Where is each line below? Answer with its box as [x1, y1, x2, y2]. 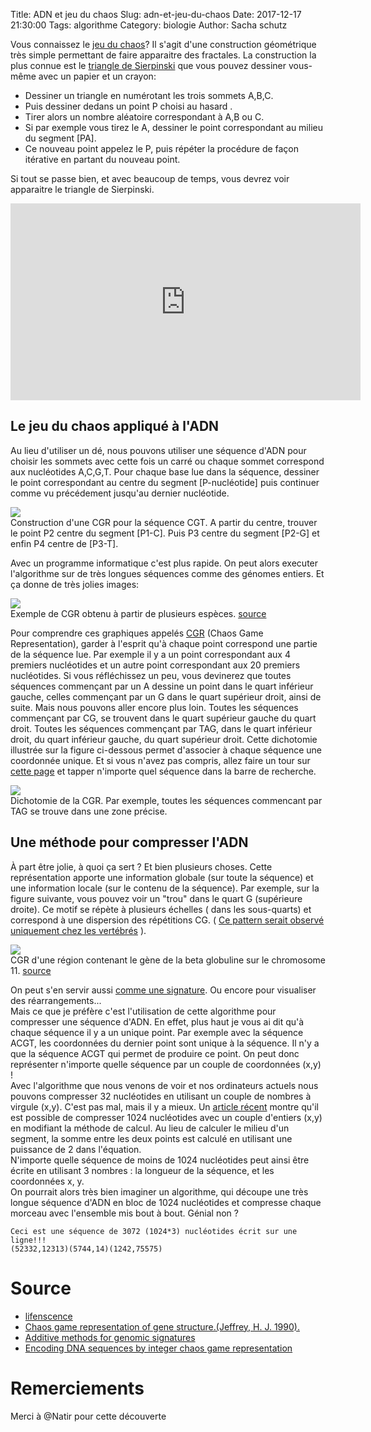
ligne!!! [10, 1235, 47, 1245]
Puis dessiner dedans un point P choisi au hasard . [24, 100, 233, 112]
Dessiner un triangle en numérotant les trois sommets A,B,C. [24, 90, 274, 101]
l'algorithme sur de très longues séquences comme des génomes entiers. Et [10, 567, 325, 579]
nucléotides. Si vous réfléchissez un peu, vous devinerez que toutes [10, 669, 292, 681]
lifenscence [24, 1310, 73, 1322]
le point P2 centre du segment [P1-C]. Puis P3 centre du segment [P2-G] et [10, 527, 320, 539]
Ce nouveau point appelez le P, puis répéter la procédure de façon [24, 143, 300, 154]
